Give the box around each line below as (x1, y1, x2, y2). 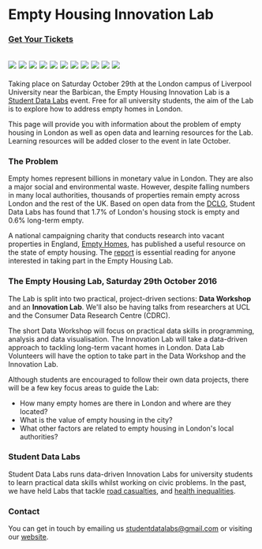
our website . (8, 532, 49, 542)
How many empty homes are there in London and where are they (19, 398, 231, 408)
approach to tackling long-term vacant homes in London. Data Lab (8, 342, 225, 352)
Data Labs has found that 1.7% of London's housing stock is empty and (8, 207, 240, 217)
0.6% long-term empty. (8, 215, 84, 226)
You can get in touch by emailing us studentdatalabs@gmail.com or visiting (8, 524, 253, 533)
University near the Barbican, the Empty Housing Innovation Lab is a (8, 87, 230, 96)
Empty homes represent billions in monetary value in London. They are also (8, 174, 254, 183)
